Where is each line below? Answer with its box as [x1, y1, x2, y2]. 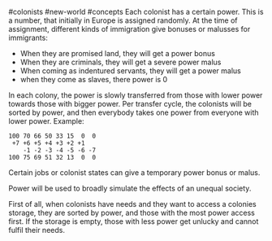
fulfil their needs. [8, 226, 65, 234]
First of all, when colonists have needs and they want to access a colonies [8, 199, 257, 208]
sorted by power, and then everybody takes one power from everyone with [8, 107, 259, 117]
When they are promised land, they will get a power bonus [19, 49, 215, 58]
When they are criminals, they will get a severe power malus [19, 57, 222, 67]
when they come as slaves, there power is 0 [19, 75, 168, 84]
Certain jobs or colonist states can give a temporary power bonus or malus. [8, 168, 261, 177]
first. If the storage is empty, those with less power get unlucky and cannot [8, 217, 259, 226]
